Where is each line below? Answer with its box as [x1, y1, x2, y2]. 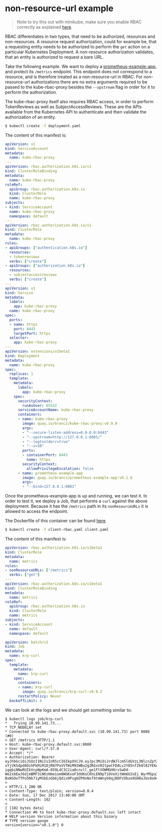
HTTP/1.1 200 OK [9, 784, 42, 789]
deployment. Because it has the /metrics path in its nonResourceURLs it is [5, 503, 148, 509]
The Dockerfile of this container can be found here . [5, 518, 107, 524]
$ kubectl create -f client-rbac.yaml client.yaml [5, 527, 109, 532]
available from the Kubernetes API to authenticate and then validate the [5, 109, 147, 114]
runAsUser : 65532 [22, 403, 57, 408]
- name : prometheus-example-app [17, 471, 83, 476]
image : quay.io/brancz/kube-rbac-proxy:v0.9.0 [22, 421, 118, 426]
